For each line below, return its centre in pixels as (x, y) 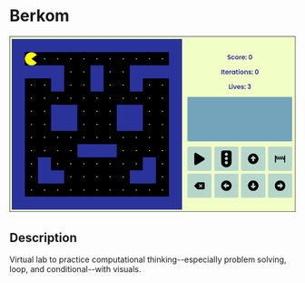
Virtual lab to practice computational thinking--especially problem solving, (148, 259)
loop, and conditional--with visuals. (76, 269)
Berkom (39, 16)
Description (43, 238)
